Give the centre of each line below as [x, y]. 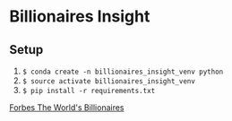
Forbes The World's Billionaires [67, 108]
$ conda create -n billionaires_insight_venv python [123, 72]
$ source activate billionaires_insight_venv [108, 82]
